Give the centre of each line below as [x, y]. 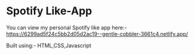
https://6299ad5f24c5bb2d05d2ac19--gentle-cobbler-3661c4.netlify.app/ [97, 33]
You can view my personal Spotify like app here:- [67, 27]
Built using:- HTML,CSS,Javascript [49, 45]
